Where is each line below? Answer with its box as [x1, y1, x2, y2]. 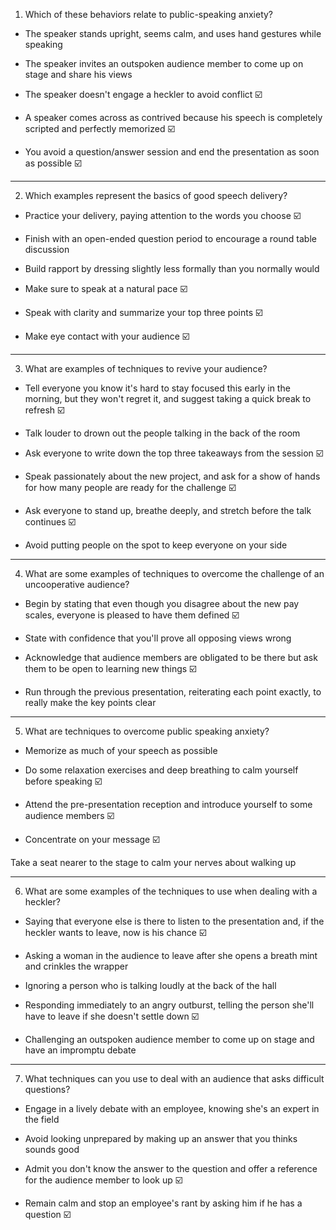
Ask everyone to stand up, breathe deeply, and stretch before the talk [24, 505, 312, 516]
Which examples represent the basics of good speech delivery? [24, 190, 288, 201]
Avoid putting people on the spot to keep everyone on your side [24, 539, 288, 551]
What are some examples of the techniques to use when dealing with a [24, 885, 318, 897]
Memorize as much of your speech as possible [24, 745, 218, 756]
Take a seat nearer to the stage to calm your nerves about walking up [10, 857, 297, 868]
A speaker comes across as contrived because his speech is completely [24, 112, 323, 123]
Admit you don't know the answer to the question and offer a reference [24, 1163, 318, 1174]
